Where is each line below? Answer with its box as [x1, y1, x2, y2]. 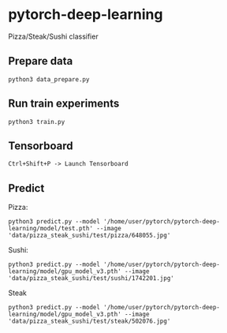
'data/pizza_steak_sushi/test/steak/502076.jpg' [8, 317, 171, 325]
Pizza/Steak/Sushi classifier [8, 32, 99, 41]
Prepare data [8, 54, 73, 68]
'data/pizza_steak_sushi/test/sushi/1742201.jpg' [8, 275, 175, 282]
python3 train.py [8, 118, 65, 125]
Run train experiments [8, 97, 120, 110]
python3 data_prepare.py [8, 75, 90, 84]
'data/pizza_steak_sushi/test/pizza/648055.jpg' [8, 231, 171, 240]
